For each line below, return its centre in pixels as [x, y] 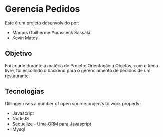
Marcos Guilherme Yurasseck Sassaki [51, 32]
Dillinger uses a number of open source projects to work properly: [73, 103]
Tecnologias [25, 92]
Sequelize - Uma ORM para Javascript [52, 124]
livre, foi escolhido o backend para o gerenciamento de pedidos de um [78, 70]
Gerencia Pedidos [43, 9]
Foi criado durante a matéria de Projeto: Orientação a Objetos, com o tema [81, 65]
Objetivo [19, 53]
